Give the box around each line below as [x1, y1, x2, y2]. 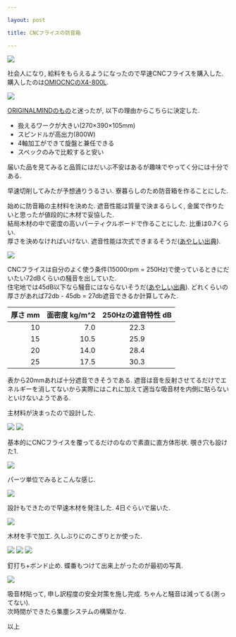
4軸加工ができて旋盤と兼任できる [17, 138, 115, 147]
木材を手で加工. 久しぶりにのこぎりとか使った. [7, 531, 143, 540]
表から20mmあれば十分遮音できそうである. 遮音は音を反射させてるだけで [7, 376, 221, 384]
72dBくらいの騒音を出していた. [25, 273, 117, 282]
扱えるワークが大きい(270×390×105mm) [17, 121, 136, 129]
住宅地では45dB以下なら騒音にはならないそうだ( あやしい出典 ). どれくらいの [7, 282, 229, 291]
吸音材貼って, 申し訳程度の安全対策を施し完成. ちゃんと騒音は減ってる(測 [7, 589, 220, 597]
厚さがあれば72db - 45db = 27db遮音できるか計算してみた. [7, 291, 178, 300]
